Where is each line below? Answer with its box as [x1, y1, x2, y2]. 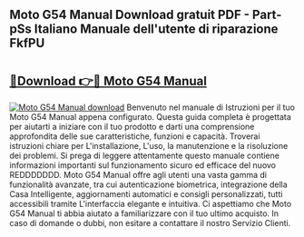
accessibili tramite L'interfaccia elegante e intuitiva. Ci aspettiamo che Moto [9, 199, 292, 209]
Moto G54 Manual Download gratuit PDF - [9, 7, 250, 23]
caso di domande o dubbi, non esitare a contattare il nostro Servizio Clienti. [9, 218, 291, 228]
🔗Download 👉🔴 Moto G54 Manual [9, 73, 207, 89]
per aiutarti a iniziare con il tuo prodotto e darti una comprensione [9, 122, 255, 132]
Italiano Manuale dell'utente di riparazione [34, 22, 279, 37]
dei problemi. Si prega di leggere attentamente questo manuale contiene [9, 150, 279, 161]
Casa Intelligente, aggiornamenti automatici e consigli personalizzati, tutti [9, 189, 283, 199]
